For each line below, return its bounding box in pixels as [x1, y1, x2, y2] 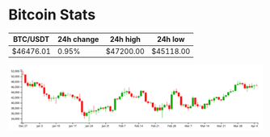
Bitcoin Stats [8, 6, 96, 24]
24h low [156, 35, 185, 44]
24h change [57, 35, 99, 44]
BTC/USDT [13, 35, 50, 44]
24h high [109, 35, 141, 44]
